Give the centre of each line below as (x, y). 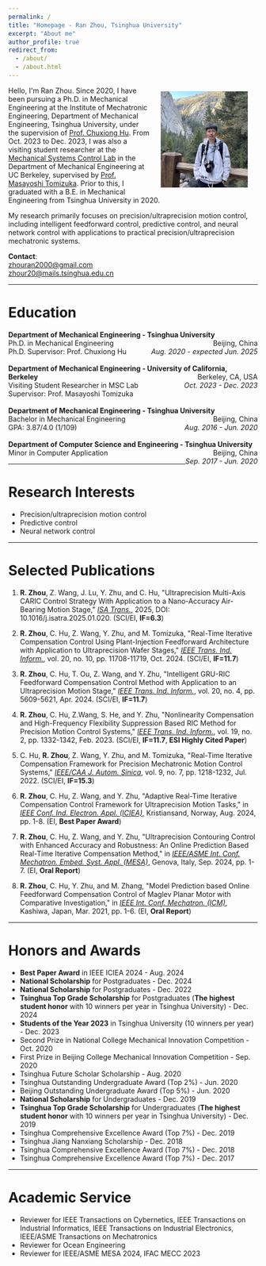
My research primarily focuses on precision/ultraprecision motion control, (128, 215)
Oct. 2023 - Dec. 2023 (221, 385)
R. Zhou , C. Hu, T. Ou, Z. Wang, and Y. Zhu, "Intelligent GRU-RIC (125, 674)
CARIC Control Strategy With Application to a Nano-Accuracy (120, 601)
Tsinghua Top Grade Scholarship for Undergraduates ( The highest (130, 1107)
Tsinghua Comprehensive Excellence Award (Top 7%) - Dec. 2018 (127, 1149)
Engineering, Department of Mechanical (73, 116)
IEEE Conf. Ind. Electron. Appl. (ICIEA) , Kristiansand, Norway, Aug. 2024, (138, 813)
